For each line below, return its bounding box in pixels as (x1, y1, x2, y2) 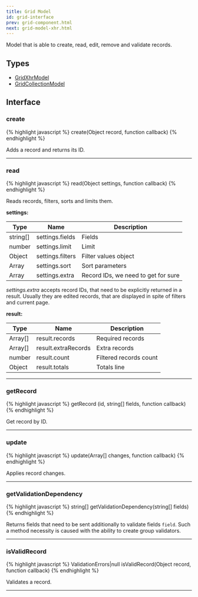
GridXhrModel (14, 74, 49, 81)
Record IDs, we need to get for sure (81, 271, 180, 280)
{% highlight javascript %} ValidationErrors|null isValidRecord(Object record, (6, 561, 192, 568)
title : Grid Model (6, 8, 51, 15)
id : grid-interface (6, 14, 54, 20)
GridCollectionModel (14, 80, 65, 87)
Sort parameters (81, 262, 127, 270)
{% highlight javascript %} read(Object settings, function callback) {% (6, 180, 176, 187)
